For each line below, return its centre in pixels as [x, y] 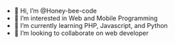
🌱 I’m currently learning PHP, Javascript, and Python [91, 25]
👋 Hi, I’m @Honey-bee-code [55, 11]
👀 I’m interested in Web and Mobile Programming [86, 18]
